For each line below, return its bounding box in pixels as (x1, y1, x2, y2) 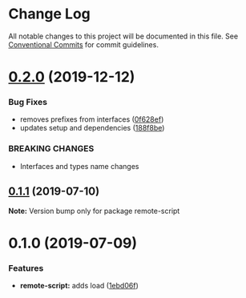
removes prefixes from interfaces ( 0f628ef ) (19, 115, 164, 124)
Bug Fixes (8, 97, 48, 108)
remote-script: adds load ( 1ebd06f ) (19, 281, 139, 291)
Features (8, 262, 44, 273)
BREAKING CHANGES (8, 143, 95, 155)
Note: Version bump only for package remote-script (8, 206, 180, 215)
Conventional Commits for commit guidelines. (8, 39, 159, 49)
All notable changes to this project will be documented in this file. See (8, 31, 239, 41)
